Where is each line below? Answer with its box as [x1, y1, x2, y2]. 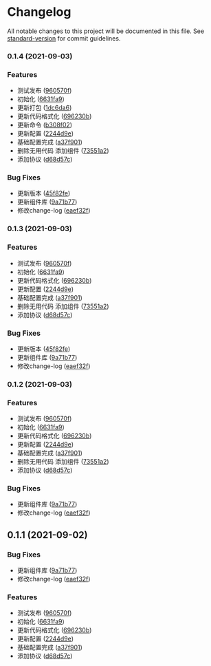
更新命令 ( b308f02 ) [16, 121, 73, 129]
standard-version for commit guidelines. [7, 34, 121, 42]
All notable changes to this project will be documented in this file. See [7, 27, 205, 35]
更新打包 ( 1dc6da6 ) [16, 104, 72, 112]
